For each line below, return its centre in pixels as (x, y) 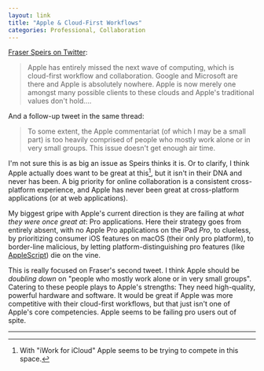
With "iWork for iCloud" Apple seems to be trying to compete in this (129, 351)
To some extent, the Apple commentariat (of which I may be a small (136, 131)
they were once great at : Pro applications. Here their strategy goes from (125, 222)
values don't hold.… (59, 101)
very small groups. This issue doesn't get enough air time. (121, 148)
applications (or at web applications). (68, 198)
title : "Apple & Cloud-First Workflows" (75, 23)
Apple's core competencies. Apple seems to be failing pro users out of (123, 312)
